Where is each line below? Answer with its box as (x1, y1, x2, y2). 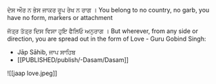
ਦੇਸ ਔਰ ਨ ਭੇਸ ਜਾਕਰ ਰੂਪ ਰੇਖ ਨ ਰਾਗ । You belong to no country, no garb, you (7, 6, 210, 14)
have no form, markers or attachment (7, 14, 113, 21)
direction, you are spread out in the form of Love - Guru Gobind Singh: (7, 34, 206, 43)
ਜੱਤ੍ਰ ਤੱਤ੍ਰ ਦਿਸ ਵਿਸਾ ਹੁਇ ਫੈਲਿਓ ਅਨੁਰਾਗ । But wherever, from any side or (7, 27, 198, 35)
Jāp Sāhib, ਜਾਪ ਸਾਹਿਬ (17, 48, 76, 56)
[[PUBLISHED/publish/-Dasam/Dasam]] (17, 56, 129, 64)
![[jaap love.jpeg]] (7, 69, 58, 77)
